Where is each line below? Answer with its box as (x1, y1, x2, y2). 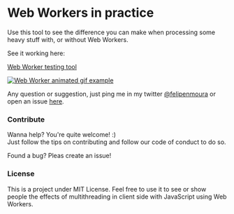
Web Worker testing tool (7, 62, 77, 71)
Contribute (7, 114, 45, 124)
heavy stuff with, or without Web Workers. (7, 35, 129, 43)
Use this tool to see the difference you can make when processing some (7, 28, 215, 36)
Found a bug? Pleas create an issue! (7, 152, 112, 160)
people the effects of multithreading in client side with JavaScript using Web (7, 192, 227, 201)
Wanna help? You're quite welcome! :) (7, 131, 117, 139)
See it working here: (7, 49, 65, 57)
